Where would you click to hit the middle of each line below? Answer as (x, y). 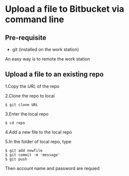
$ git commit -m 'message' (33, 155)
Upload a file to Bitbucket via (65, 9)
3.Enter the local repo (27, 114)
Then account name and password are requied (52, 168)
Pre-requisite (26, 38)
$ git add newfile (24, 150)
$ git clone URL (22, 105)
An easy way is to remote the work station (48, 59)
